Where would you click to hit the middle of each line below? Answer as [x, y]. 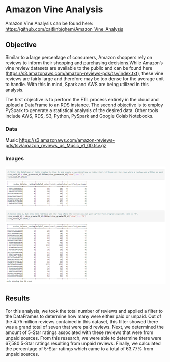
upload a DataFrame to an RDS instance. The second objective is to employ [84, 105]
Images [15, 158]
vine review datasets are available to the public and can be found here [79, 68]
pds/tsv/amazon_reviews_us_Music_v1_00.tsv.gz [56, 146]
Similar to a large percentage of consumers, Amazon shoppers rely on [79, 57]
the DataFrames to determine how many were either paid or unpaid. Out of [83, 316]
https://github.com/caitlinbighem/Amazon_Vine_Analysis [64, 29]
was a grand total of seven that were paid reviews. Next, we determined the [85, 327]
